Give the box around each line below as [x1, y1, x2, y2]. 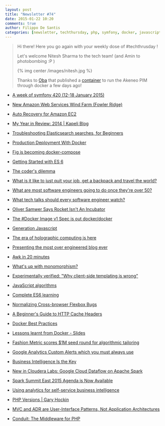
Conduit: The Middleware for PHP [12, 416, 81, 422]
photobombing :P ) [17, 58, 55, 64]
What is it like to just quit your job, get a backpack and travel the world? [12, 178, 157, 183]
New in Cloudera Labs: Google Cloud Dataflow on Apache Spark [12, 368, 143, 374]
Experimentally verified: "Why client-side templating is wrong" [12, 273, 138, 279]
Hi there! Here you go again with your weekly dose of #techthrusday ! [17, 44, 158, 49]
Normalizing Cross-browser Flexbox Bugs [12, 302, 97, 307]
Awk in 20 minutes [12, 254, 50, 259]
